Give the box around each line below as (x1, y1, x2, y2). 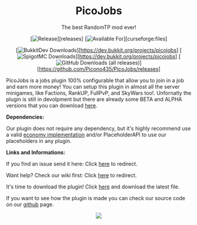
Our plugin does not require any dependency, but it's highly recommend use (6, 125, 191, 132)
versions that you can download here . (6, 102, 98, 109)
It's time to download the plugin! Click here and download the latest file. (6, 183, 180, 190)
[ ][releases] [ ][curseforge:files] (30, 35, 168, 42)
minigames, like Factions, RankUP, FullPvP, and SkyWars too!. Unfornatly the (6, 89, 192, 96)
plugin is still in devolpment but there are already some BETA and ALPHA (6, 96, 182, 103)
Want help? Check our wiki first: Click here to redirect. (6, 171, 137, 178)
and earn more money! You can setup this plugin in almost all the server (6, 83, 181, 90)
